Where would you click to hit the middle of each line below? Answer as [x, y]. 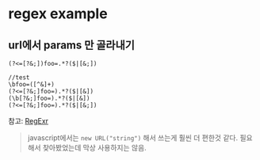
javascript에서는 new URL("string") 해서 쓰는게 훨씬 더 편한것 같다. [133, 138]
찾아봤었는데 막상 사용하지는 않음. [94, 148]
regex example [58, 14]
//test [19, 78]
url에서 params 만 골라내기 [71, 45]
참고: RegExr [29, 121]
